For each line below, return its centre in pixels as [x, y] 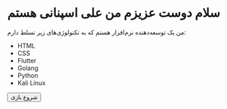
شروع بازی [24, 97]
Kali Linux [31, 82]
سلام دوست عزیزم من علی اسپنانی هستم [114, 13]
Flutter [27, 60]
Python [28, 75]
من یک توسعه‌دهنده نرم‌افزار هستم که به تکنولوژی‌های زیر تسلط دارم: [97, 32]
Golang [28, 68]
